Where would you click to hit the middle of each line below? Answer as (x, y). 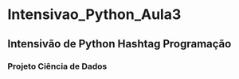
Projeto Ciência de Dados (57, 66)
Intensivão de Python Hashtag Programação (119, 44)
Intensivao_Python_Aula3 (94, 15)
